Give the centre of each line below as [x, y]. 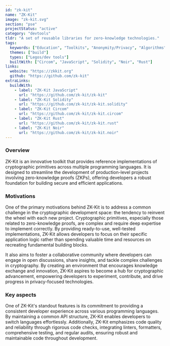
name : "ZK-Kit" [21, 15]
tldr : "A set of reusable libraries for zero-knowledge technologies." [82, 39]
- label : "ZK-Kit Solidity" [44, 99]
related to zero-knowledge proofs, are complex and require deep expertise [83, 223]
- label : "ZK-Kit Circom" [42, 109]
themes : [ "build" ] [29, 52]
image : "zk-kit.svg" [27, 19]
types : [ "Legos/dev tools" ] [39, 57]
